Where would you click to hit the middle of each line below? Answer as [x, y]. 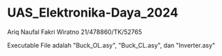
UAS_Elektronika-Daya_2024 [93, 13]
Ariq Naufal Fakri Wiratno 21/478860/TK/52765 [75, 32]
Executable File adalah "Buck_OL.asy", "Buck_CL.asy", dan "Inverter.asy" [111, 45]
